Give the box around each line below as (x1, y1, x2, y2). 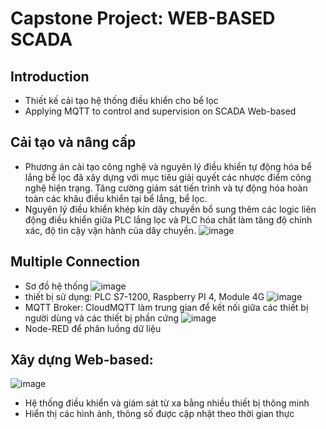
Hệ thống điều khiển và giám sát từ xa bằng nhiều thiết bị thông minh (24, 397, 310, 409)
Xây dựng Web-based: (10, 352, 154, 369)
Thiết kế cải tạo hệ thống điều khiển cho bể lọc (24, 95, 219, 106)
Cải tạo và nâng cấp (10, 134, 137, 151)
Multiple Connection (10, 253, 141, 271)
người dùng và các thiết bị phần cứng (24, 312, 179, 324)
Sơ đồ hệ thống (24, 280, 89, 292)
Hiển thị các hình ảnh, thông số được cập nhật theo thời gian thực (24, 408, 295, 420)
